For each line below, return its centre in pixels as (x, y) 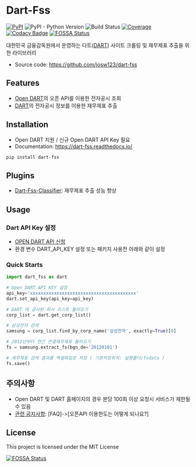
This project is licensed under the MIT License (63, 447)
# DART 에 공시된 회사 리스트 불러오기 (47, 309)
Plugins (20, 175)
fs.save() (18, 363)
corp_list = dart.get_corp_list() (49, 315)
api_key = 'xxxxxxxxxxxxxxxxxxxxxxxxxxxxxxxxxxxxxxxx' (73, 293)
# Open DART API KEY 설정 (37, 288)
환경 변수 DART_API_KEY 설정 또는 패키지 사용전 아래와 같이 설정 (90, 249)
